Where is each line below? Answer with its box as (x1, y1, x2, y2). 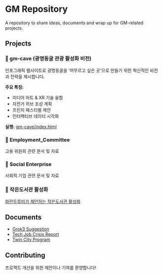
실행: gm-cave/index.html (5, 124, 57, 130)
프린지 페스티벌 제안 (12, 107, 51, 113)
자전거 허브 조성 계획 (12, 100, 52, 107)
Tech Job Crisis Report (12, 231, 59, 237)
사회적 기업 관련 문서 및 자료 (5, 173, 59, 179)
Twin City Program (12, 236, 50, 243)
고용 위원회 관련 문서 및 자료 (5, 148, 59, 154)
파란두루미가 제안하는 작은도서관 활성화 (5, 198, 81, 204)
